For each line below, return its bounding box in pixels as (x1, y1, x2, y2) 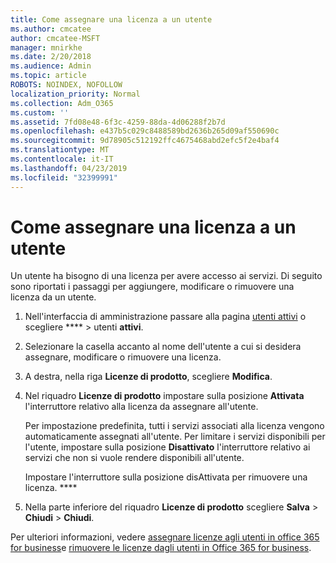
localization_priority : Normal (10, 89, 141, 99)
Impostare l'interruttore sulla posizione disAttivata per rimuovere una (24, 471, 308, 483)
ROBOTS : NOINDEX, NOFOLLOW (10, 80, 123, 90)
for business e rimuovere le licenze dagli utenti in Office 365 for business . (10, 542, 312, 554)
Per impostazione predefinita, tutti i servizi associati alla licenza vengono (24, 420, 325, 432)
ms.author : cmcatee (10, 24, 92, 34)
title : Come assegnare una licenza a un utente (10, 14, 213, 25)
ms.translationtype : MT (10, 145, 110, 155)
